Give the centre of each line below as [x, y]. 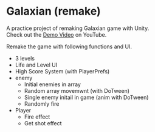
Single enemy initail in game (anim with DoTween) [86, 97]
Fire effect [37, 117]
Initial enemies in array [52, 84]
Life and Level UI [36, 65]
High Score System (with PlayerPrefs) [62, 71]
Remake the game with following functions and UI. [69, 46]
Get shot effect [43, 123]
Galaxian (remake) [54, 11]
